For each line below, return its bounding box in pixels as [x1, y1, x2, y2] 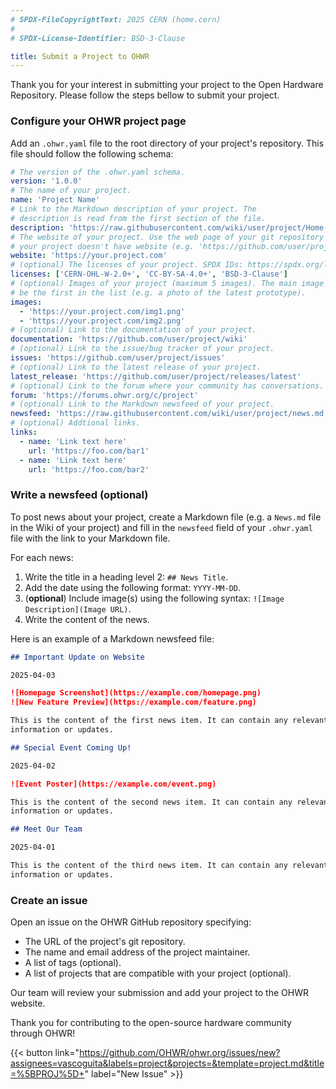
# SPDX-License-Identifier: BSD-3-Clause [10, 33, 186, 43]
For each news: [10, 551, 74, 563]
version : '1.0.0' [10, 176, 83, 186]
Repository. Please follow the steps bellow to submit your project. [10, 89, 280, 101]
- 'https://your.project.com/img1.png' [19, 306, 186, 316]
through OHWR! [10, 1027, 76, 1040]
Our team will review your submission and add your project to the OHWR [10, 987, 309, 999]
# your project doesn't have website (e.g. [10, 241, 195, 251]
